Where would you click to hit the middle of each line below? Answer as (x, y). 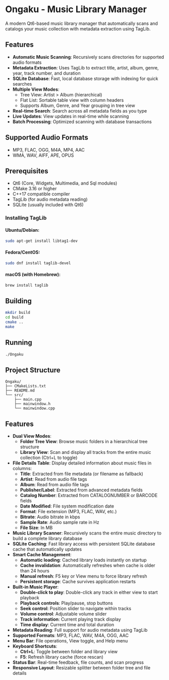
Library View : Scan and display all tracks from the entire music (86, 452)
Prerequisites (27, 171)
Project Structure (33, 370)
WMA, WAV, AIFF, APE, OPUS (43, 155)
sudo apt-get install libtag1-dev (42, 241)
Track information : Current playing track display (70, 619)
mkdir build (18, 313)
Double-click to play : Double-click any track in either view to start (89, 592)
